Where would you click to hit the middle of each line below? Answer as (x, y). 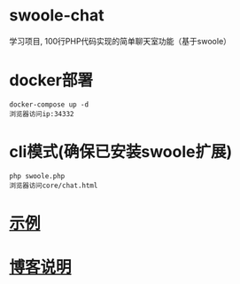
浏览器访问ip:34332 (42, 114)
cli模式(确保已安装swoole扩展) (121, 152)
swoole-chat (57, 16)
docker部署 (51, 80)
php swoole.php (37, 176)
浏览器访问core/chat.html (54, 185)
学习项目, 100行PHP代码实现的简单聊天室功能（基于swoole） (120, 41)
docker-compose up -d (49, 104)
